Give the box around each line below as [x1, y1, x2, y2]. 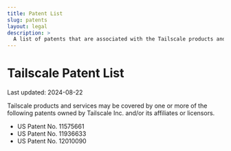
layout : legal [7, 23, 48, 30]
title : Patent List [7, 10, 63, 17]
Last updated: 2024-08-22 [7, 88, 83, 97]
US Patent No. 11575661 [16, 122, 85, 131]
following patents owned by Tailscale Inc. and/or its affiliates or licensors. [7, 109, 215, 117]
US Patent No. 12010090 [16, 137, 87, 145]
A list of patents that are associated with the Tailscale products [13, 36, 214, 43]
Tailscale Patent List [7, 66, 125, 81]
